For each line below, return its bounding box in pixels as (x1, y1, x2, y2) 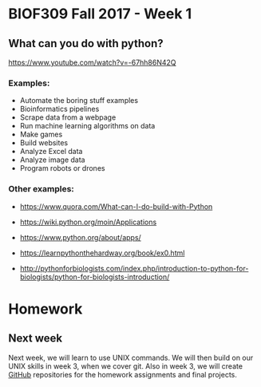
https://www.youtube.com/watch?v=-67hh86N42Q (8, 57, 177, 67)
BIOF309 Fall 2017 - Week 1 (8, 5, 192, 23)
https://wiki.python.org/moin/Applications (19, 217, 157, 227)
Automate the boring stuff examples (19, 96, 138, 105)
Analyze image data (19, 155, 85, 164)
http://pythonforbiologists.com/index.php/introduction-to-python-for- (19, 263, 249, 273)
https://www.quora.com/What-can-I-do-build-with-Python (19, 201, 213, 211)
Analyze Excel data (19, 147, 83, 156)
